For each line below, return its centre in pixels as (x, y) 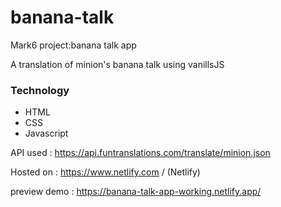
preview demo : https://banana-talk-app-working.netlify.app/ (136, 192)
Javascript (46, 133)
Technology (40, 90)
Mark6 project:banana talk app (73, 45)
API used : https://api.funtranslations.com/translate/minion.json (140, 153)
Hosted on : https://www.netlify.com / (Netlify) (105, 172)
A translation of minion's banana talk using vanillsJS (117, 64)
